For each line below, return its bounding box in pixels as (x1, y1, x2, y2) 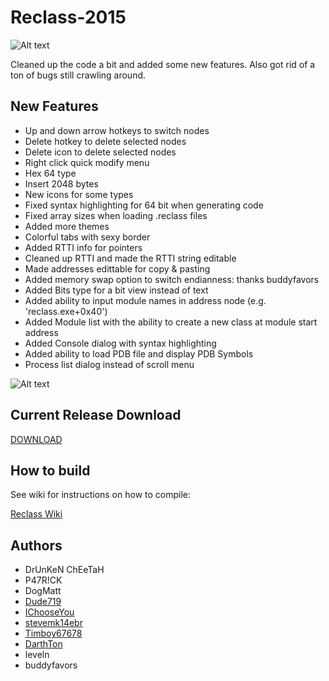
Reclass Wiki (10, 508, 63, 520)
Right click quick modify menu (24, 156, 150, 168)
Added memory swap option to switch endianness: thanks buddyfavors (24, 273, 320, 285)
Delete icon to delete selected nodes (24, 146, 177, 158)
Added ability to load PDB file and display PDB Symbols (24, 347, 254, 360)
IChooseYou (24, 606, 75, 618)
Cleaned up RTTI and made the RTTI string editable (24, 252, 237, 264)
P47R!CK (24, 574, 63, 586)
